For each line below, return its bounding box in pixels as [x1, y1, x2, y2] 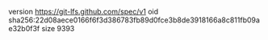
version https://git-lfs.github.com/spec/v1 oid [8, 7, 159, 16]
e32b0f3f [8, 24, 40, 33]
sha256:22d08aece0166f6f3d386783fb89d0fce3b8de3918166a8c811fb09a [8, 15, 261, 25]
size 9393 [41, 24, 75, 33]
